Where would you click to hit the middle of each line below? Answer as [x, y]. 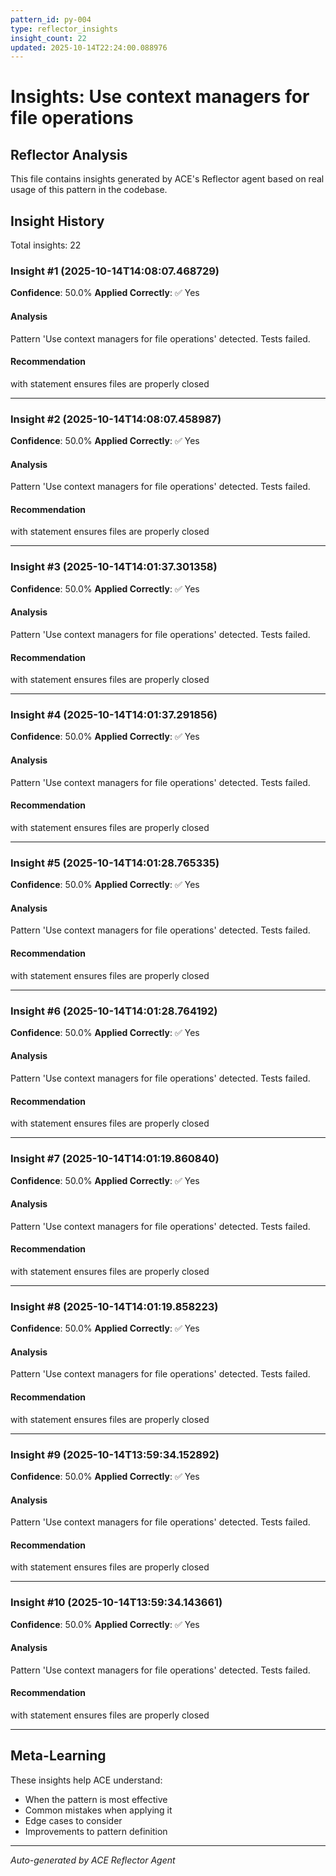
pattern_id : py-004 [51, 19]
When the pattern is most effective [96, 1799]
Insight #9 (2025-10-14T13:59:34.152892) [115, 1454]
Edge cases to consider [73, 1820]
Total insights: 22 [46, 245]
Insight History [57, 221]
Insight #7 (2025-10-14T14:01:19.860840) [115, 1159]
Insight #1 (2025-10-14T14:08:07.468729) [115, 271]
